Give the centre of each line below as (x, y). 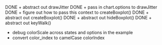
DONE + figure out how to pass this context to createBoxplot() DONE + (77, 12)
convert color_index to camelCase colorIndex (58, 38)
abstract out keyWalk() (28, 23)
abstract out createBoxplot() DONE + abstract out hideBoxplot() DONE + (79, 18)
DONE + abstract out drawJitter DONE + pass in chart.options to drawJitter (81, 7)
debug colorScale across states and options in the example (73, 32)
